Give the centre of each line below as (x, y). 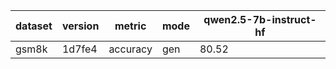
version (80, 26)
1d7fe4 (79, 49)
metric (130, 26)
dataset (34, 26)
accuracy (130, 49)
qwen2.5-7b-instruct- (260, 19)
